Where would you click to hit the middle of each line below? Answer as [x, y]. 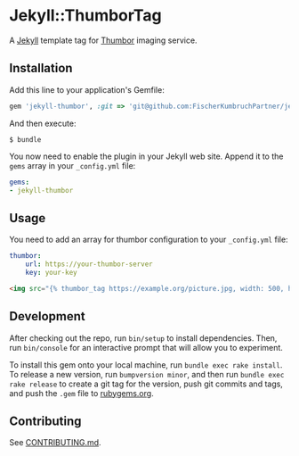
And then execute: [43, 123]
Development [48, 316]
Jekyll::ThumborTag [85, 16]
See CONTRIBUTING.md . [55, 443]
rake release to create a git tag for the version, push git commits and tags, [146, 384]
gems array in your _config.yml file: [73, 165]
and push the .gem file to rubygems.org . [81, 393]
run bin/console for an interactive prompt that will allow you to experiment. [146, 347]
